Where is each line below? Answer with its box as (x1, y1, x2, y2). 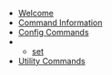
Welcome (17, 8, 55, 18)
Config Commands (17, 27, 89, 37)
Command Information (17, 17, 103, 28)
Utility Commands (17, 56, 86, 66)
